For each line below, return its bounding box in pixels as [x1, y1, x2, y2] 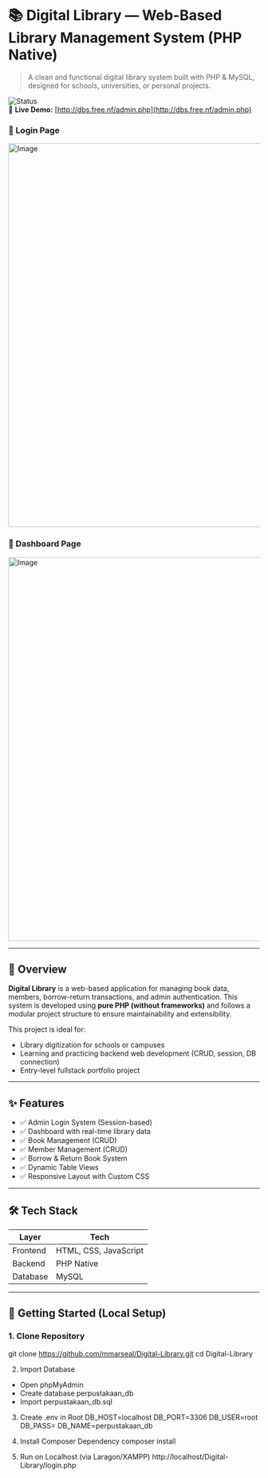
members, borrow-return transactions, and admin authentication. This [8, 993, 238, 1002]
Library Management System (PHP [8, 29, 242, 47]
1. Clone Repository [8, 1331, 85, 1342]
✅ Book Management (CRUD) [19, 1136, 117, 1145]
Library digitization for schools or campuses [19, 1041, 165, 1050]
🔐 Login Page [8, 125, 60, 136]
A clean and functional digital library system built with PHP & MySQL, [27, 72, 255, 82]
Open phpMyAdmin [19, 1380, 84, 1389]
